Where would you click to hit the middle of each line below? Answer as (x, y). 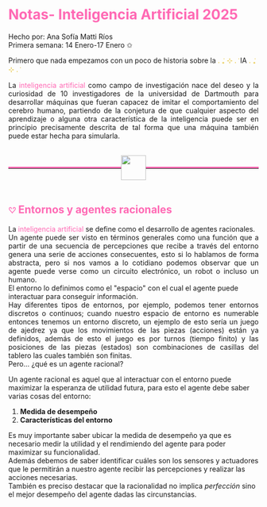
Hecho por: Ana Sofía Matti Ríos (61, 36)
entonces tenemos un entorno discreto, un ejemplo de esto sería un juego (133, 321)
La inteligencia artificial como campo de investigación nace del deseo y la (133, 85)
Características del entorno (66, 420)
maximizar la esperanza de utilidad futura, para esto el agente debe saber (129, 387)
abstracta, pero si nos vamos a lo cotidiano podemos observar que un (133, 263)
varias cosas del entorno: (50, 396)
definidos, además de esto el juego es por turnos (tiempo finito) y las (133, 338)
